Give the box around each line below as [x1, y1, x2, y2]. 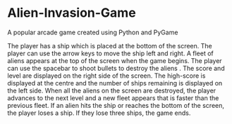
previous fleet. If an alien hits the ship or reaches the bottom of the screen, [7, 101, 224, 109]
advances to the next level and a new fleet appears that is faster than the [7, 93, 219, 102]
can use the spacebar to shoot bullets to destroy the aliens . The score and [7, 64, 225, 72]
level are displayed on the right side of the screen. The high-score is [7, 71, 206, 80]
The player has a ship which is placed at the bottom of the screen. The [7, 41, 213, 50]
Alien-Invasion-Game [7, 5, 136, 21]
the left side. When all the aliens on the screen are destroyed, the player [7, 86, 216, 95]
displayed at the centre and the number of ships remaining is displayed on [7, 78, 223, 87]
